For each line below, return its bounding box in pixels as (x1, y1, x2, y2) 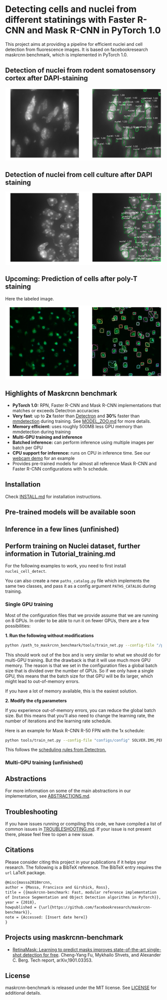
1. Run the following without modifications (5, 632, 94, 639)
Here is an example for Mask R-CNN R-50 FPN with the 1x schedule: (5, 727, 145, 733)
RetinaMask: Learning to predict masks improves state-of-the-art (12, 946, 146, 953)
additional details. (5, 990, 41, 996)
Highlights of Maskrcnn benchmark (5, 389, 117, 397)
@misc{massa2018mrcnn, (5, 880, 52, 885)
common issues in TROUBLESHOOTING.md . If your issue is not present (5, 826, 152, 832)
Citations (5, 846, 34, 854)
